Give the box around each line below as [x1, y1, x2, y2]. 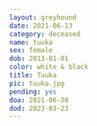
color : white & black [9, 63, 89, 72]
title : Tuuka [9, 71, 57, 80]
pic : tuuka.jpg [9, 79, 65, 88]
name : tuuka [9, 37, 53, 47]
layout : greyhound [9, 12, 77, 22]
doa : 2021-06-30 [9, 95, 69, 105]
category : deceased [9, 29, 81, 38]
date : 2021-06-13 [9, 21, 73, 30]
